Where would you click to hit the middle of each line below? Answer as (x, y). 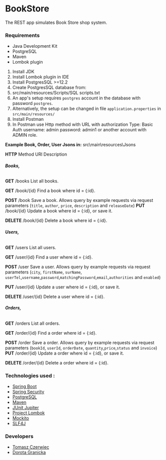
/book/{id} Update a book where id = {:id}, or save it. (59, 211)
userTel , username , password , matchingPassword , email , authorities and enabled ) (83, 277)
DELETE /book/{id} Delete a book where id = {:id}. (56, 221)
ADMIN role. (25, 135)
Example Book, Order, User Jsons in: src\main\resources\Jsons (71, 145)
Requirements (23, 35)
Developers (19, 437)
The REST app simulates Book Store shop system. (56, 22)
